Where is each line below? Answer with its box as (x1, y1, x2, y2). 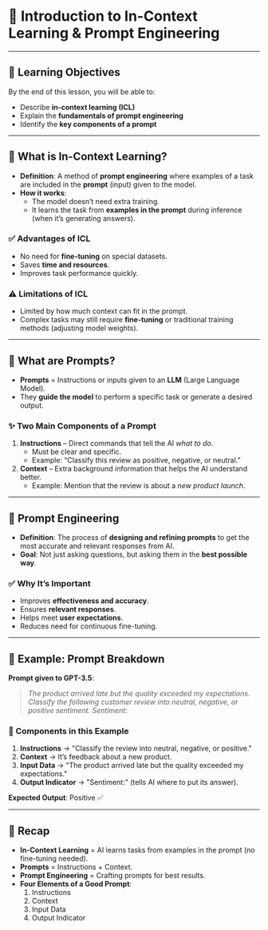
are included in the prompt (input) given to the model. (19, 179, 197, 189)
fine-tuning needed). (19, 853, 89, 864)
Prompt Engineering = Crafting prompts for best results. (19, 871, 206, 881)
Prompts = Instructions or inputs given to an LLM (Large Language (19, 375, 240, 384)
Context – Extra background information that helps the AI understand (19, 464, 248, 474)
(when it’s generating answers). (31, 213, 136, 223)
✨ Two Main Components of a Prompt (8, 420, 157, 432)
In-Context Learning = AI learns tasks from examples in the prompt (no (19, 845, 255, 855)
